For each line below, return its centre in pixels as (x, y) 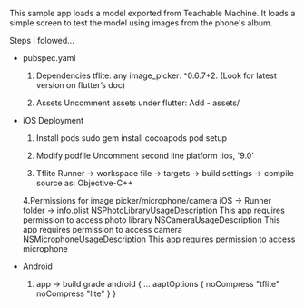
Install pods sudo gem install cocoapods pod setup (132, 138)
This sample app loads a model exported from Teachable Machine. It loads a (152, 13)
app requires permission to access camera (103, 229)
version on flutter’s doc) (80, 85)
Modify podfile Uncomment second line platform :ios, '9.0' (145, 155)
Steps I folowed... (42, 40)
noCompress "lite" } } (76, 293)
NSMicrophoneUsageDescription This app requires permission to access (159, 239)
